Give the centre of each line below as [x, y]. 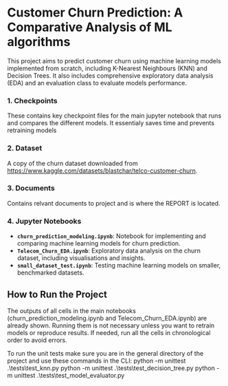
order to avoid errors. [37, 340]
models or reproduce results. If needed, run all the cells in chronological [109, 332]
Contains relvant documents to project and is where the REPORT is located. [114, 203]
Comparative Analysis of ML [90, 27]
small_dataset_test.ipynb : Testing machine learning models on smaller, [119, 266]
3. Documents [31, 189]
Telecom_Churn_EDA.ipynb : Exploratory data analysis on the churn [109, 251]
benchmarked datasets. [50, 272]
